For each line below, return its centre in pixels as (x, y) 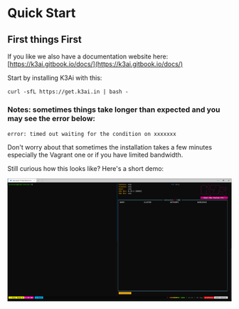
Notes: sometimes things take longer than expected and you (114, 110)
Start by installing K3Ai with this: (55, 78)
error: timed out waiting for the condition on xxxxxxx (92, 134)
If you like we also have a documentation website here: (88, 56)
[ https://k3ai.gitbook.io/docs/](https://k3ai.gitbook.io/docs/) (95, 64)
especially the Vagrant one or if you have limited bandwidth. (95, 155)
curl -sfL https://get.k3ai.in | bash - (68, 92)
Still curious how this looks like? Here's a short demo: (86, 169)
